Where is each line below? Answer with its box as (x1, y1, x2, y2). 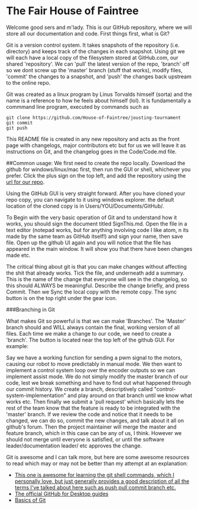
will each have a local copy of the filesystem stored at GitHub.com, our (6, 54, 178, 61)
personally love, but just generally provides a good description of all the (14, 478, 190, 485)
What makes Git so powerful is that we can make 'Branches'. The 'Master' (6, 317, 186, 324)
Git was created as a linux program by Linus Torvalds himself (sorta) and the (6, 91, 192, 98)
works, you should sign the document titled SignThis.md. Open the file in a (6, 220, 187, 227)
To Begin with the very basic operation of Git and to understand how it (6, 214, 177, 221)
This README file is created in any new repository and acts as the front (6, 135, 180, 143)
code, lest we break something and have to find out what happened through (6, 379, 191, 386)
